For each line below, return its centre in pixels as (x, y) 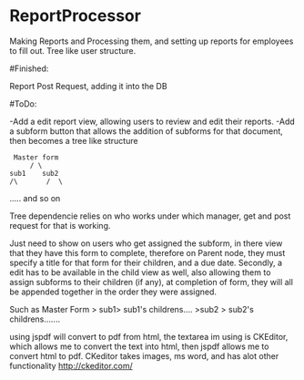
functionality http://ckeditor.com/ (71, 365)
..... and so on (35, 198)
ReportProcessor (75, 16)
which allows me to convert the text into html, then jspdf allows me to (139, 346)
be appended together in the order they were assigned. (113, 292)
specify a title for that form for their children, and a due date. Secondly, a (146, 262)
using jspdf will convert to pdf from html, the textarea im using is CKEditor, (149, 336)
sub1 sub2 (34, 173)
